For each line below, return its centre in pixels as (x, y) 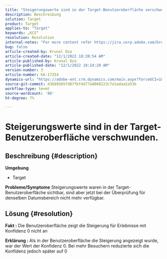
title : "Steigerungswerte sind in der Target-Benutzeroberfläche (74, 10)
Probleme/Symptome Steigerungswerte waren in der (60, 187)
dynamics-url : (20, 79)
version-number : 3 (24, 70)
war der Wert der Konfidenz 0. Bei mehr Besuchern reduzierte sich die (77, 246)
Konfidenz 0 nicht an (27, 231)
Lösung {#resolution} (39, 213)
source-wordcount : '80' (30, 93)
